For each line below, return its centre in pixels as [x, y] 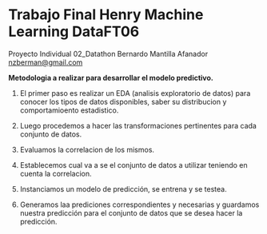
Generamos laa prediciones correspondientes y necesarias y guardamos [139, 204]
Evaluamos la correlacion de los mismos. [87, 149]
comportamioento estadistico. [69, 110]
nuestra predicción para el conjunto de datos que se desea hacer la [131, 212]
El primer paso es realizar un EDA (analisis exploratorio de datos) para [135, 93]
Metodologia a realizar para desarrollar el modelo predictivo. [111, 77]
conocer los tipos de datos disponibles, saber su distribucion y [123, 101]
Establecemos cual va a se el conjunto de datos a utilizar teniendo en [133, 165]
